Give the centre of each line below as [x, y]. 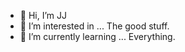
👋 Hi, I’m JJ [43, 15]
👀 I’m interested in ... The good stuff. [94, 26]
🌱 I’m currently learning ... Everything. [97, 36]
